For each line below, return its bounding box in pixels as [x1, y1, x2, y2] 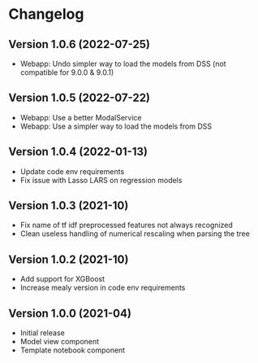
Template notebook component [19, 345, 126, 355]
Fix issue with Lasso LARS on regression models [19, 175, 183, 185]
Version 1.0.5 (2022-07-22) [8, 91, 151, 105]
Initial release [19, 328, 65, 338]
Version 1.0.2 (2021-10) [8, 252, 129, 266]
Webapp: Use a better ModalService [19, 112, 142, 122]
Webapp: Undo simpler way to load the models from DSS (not [19, 59, 226, 68]
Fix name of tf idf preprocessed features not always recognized [19, 221, 234, 230]
